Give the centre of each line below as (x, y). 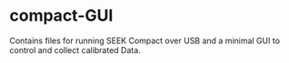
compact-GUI (61, 16)
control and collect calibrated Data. (75, 49)
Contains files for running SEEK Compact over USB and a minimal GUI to (144, 40)
